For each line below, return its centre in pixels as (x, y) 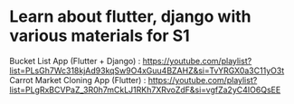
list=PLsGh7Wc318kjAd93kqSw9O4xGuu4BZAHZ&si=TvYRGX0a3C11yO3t (147, 71)
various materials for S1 (100, 36)
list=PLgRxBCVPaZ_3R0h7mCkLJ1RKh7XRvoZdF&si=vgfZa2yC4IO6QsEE (145, 90)
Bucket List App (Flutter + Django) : (75, 61)
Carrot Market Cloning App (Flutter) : (78, 80)
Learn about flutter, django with (130, 17)
